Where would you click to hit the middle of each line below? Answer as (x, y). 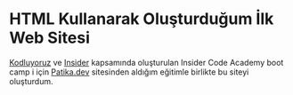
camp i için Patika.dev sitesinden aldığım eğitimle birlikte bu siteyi (129, 72)
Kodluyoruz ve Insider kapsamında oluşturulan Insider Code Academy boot (146, 62)
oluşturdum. (31, 81)
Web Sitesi (50, 38)
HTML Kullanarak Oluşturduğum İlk (142, 19)
